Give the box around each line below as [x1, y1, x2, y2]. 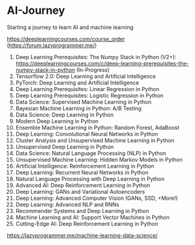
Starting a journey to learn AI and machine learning [7, 24, 133, 31]
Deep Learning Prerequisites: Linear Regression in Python [15, 85, 159, 92]
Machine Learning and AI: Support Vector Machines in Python [15, 214, 170, 221]
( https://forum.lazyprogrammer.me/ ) [7, 42, 97, 49]
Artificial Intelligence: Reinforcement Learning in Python [15, 162, 155, 170]
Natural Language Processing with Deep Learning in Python [15, 175, 165, 182]
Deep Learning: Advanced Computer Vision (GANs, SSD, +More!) [15, 194, 178, 202]
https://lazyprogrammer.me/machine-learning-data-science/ [7, 232, 158, 239]
